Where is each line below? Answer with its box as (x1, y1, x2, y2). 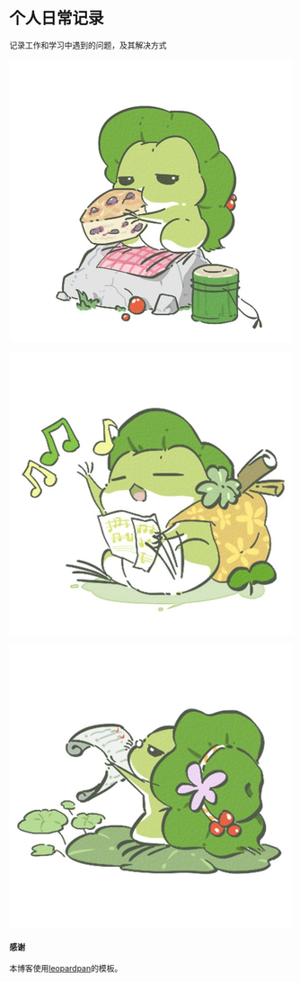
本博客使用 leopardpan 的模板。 (9, 963, 123, 974)
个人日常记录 (9, 8, 105, 29)
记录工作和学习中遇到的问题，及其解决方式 (9, 40, 167, 50)
